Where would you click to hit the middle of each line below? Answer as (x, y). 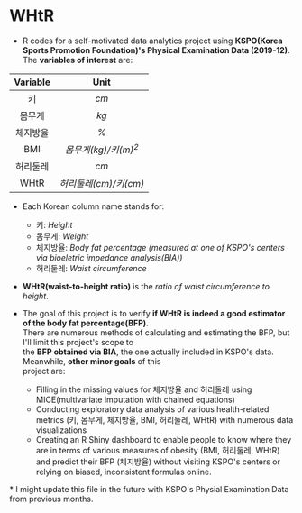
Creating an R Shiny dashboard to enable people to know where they (164, 440)
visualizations (61, 430)
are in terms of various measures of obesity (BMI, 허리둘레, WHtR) (158, 451)
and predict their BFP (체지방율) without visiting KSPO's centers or (158, 462)
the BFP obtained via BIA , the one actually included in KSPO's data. (148, 352)
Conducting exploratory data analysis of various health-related (152, 409)
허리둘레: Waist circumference (91, 269)
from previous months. (51, 499)
